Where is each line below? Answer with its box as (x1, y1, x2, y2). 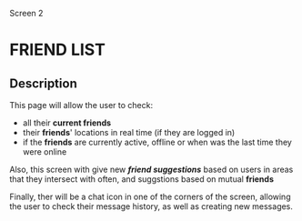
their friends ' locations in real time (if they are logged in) (22, 127, 236, 137)
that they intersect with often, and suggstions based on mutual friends (9, 174, 275, 185)
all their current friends (22, 117, 112, 128)
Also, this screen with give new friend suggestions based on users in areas (9, 164, 294, 175)
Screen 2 (9, 8, 44, 18)
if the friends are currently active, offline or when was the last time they (22, 136, 293, 147)
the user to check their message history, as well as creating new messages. (9, 201, 294, 212)
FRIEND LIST (9, 40, 106, 60)
